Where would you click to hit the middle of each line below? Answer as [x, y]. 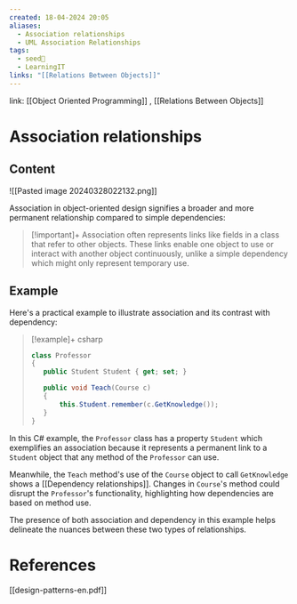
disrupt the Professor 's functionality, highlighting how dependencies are [141, 493]
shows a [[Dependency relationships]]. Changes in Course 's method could [144, 483]
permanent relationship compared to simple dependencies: [117, 217]
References [52, 565]
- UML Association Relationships [79, 42]
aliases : [25, 26]
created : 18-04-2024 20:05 [59, 17]
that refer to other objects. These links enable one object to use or [152, 244]
